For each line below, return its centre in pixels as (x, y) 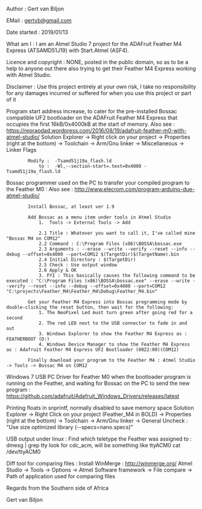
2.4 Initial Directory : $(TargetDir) (87, 260)
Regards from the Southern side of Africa (58, 488)
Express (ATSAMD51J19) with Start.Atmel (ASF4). (68, 50)
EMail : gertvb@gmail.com (39, 20)
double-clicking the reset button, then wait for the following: (90, 307)
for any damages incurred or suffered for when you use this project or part (99, 93)
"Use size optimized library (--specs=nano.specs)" (70, 427)
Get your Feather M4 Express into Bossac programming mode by (108, 302)
